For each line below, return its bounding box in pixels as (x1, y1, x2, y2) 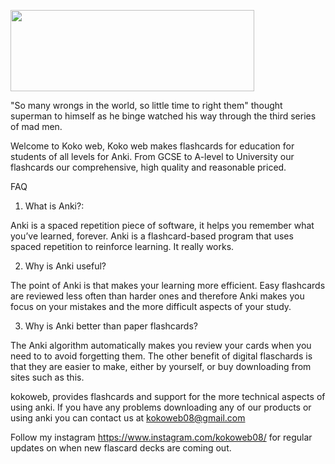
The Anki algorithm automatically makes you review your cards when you (10, 340, 312, 351)
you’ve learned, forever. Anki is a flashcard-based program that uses (10, 230, 294, 242)
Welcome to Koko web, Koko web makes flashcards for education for (10, 140, 295, 152)
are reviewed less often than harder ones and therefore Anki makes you (10, 290, 305, 302)
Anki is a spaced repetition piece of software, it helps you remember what (10, 220, 315, 231)
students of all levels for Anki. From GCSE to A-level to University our (10, 151, 295, 162)
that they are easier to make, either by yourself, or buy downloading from (10, 361, 312, 372)
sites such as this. (10, 371, 85, 383)
